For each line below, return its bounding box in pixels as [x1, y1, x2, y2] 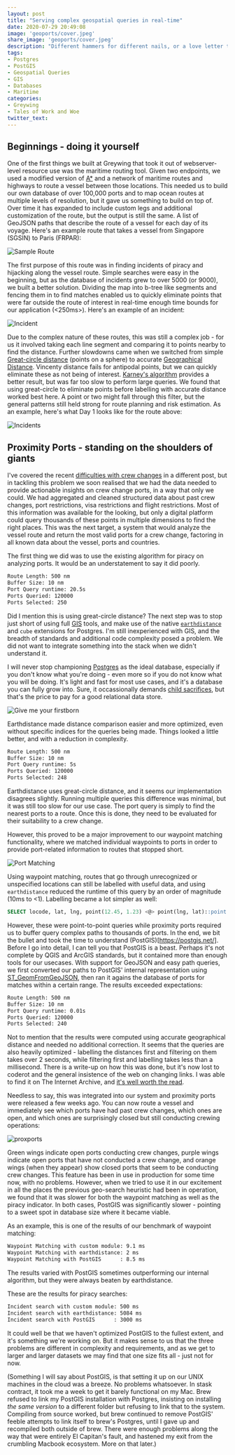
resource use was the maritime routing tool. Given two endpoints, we [22, 166, 221, 175]
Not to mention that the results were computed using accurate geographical [7, 1033, 226, 1042]
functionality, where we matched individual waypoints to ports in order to [7, 838, 218, 846]
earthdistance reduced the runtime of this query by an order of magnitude [7, 887, 222, 896]
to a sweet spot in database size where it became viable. [7, 1208, 171, 1216]
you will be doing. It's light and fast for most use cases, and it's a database [7, 677, 222, 686]
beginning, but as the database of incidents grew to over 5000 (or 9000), [7, 276, 218, 284]
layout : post [7, 10, 45, 18]
